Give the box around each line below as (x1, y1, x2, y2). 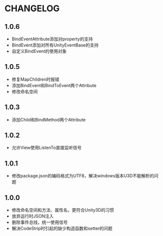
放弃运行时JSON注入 (11, 213, 54, 219)
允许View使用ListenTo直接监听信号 (11, 145, 82, 151)
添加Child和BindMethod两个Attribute (11, 117, 86, 122)
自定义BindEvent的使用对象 (11, 48, 67, 54)
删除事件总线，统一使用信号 (11, 219, 68, 225)
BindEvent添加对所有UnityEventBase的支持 (11, 42, 99, 48)
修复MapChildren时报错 (11, 76, 60, 82)
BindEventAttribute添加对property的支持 (11, 36, 93, 42)
